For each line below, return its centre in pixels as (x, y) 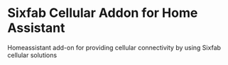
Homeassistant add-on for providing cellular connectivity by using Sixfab (114, 47)
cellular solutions (32, 55)
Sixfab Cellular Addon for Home (103, 13)
